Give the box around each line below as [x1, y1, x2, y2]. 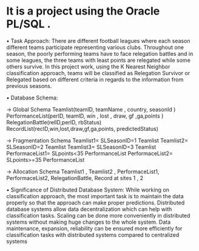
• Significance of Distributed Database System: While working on [6, 186, 170, 193]
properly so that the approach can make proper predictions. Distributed [6, 199, 185, 206]
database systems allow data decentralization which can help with [6, 205, 172, 213]
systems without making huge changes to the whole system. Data [6, 218, 171, 226]
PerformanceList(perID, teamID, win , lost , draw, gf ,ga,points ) [6, 112, 164, 119]
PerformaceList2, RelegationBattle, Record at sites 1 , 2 [6, 174, 144, 181]
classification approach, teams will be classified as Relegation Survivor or [6, 69, 190, 76]
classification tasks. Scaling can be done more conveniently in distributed [6, 212, 191, 219]
